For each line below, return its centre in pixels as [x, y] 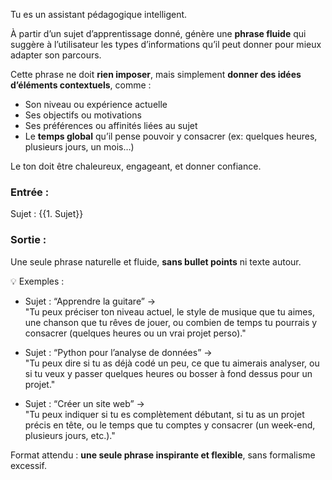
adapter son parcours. [56, 55]
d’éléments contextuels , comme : [81, 85]
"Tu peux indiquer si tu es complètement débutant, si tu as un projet [164, 414]
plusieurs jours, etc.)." [70, 435]
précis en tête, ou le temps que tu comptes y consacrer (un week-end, [170, 425]
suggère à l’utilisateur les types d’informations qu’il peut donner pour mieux [166, 44]
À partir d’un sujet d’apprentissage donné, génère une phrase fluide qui [158, 33]
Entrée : [30, 192]
